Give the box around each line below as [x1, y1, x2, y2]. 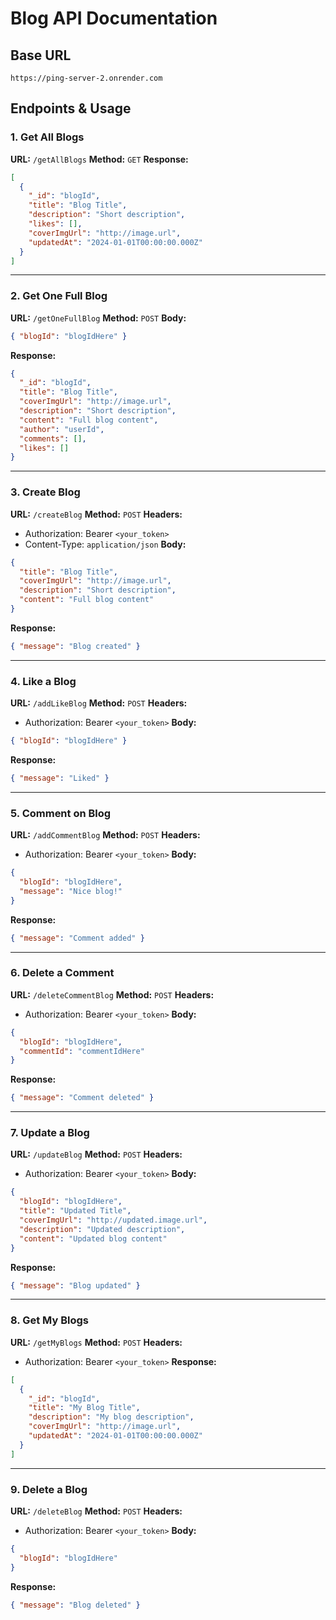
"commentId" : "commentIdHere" [19, 1046, 145, 1056]
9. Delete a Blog [10, 1482, 88, 1496]
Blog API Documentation [10, 7, 218, 30]
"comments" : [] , [19, 433, 87, 444]
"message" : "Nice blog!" [19, 886, 123, 896]
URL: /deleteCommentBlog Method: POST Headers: [10, 988, 215, 1001]
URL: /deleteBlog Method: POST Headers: [10, 1505, 183, 1517]
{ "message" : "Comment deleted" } [10, 1093, 155, 1103]
